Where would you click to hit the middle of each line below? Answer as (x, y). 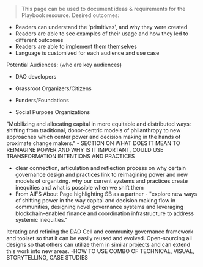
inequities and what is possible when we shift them (79, 187)
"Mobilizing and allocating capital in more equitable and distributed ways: (99, 124)
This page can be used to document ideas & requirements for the (103, 9)
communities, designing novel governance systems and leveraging (99, 207)
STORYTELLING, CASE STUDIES (47, 258)
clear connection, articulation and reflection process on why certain (101, 168)
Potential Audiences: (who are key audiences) (64, 65)
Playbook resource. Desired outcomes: (70, 15)
